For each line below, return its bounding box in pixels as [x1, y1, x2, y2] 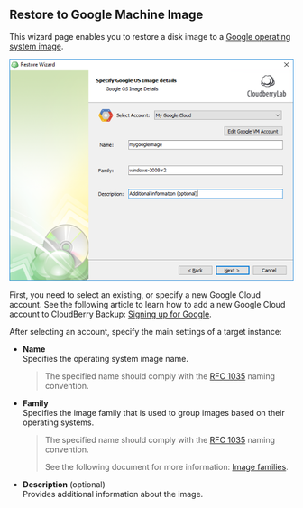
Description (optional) [22, 479, 106, 490]
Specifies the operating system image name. [22, 354, 189, 365]
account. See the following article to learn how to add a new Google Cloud [9, 300, 286, 310]
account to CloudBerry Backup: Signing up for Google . [9, 309, 212, 319]
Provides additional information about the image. [22, 489, 204, 500]
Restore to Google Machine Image [9, 7, 204, 23]
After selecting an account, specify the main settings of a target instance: [9, 327, 282, 337]
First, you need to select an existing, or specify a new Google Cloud [9, 290, 262, 300]
